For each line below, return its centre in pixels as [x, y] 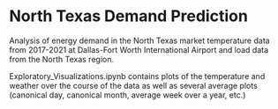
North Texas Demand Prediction [129, 16]
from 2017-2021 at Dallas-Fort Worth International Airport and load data [139, 49]
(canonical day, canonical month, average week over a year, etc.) [128, 95]
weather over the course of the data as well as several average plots [133, 85]
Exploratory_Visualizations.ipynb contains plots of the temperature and [137, 76]
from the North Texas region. [62, 59]
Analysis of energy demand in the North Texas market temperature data [140, 40]
